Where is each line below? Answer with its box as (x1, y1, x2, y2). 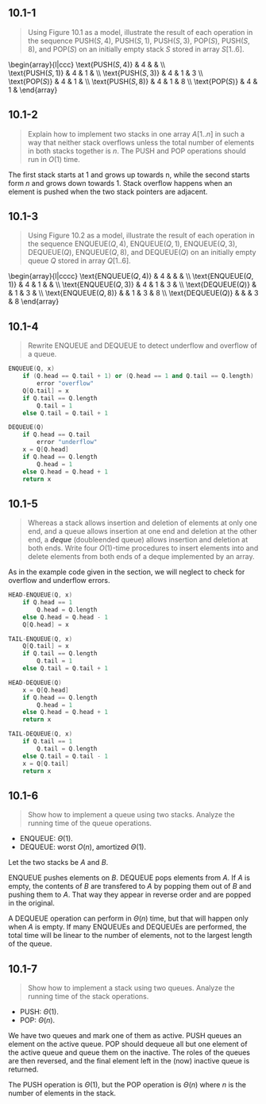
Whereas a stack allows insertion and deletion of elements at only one (27, 518, 258, 527)
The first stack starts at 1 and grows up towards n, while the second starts (8, 170, 250, 179)
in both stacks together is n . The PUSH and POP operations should (27, 146, 246, 156)
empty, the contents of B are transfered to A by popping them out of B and (8, 882, 252, 891)
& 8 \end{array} (8, 297, 60, 307)
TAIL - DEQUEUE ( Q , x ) (8, 730, 73, 738)
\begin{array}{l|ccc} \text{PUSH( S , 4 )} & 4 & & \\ (8, 60, 165, 69)
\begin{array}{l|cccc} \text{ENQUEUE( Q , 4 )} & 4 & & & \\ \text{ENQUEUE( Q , (8, 272, 254, 281)
